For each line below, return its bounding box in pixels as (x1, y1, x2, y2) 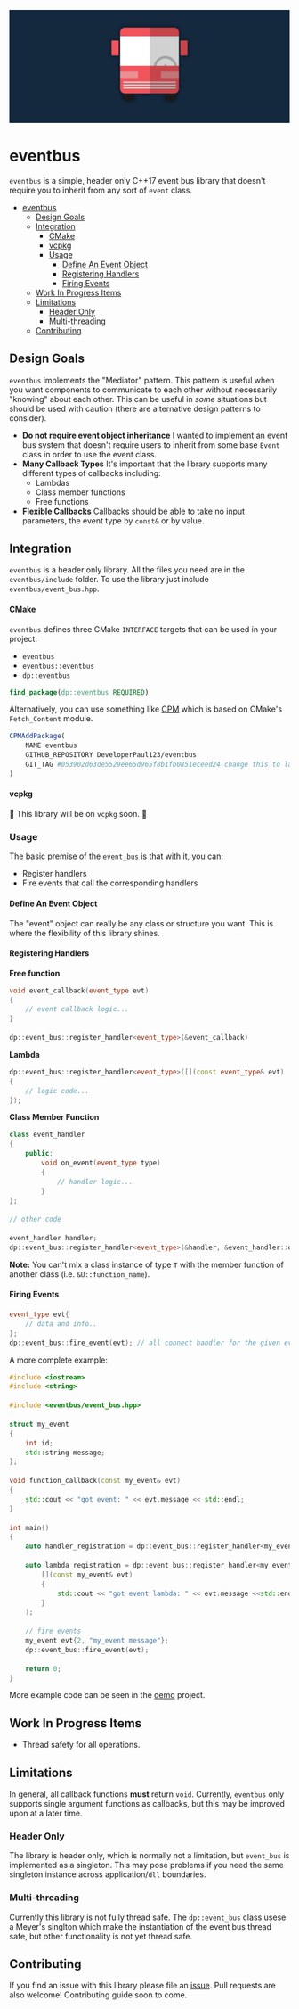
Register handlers (21, 869, 87, 879)
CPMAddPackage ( (9, 732, 66, 741)
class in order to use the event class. (21, 449, 158, 459)
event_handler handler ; (9, 1234, 98, 1243)
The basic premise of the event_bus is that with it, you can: (9, 851, 224, 861)
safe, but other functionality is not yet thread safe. (9, 1931, 193, 1941)
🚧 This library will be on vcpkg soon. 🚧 (9, 809, 148, 819)
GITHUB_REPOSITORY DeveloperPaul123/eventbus (25, 751, 198, 760)
